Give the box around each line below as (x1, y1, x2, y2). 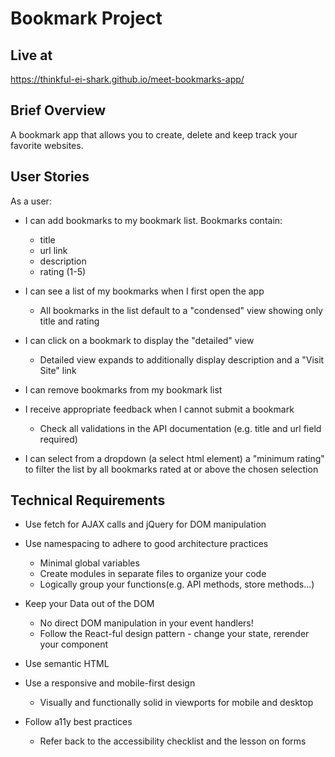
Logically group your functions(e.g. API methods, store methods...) (39, 578, 315, 591)
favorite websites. (10, 139, 84, 151)
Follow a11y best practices (24, 716, 133, 728)
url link (39, 244, 68, 256)
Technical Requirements (10, 492, 166, 509)
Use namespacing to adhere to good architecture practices (24, 538, 269, 550)
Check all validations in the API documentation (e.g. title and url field (39, 422, 322, 434)
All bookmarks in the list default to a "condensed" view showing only (39, 304, 323, 316)
